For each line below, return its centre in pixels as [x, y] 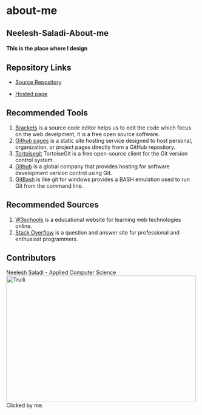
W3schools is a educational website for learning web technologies [98, 219]
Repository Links [39, 67]
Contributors [31, 258]
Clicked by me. [25, 405]
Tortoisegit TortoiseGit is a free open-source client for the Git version [101, 153]
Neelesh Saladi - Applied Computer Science [61, 273]
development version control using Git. [63, 173]
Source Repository [38, 82]
